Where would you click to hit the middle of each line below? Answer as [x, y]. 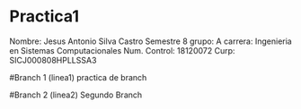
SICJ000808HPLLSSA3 [53, 60]
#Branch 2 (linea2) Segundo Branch [76, 95]
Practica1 [44, 17]
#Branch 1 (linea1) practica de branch [78, 77]
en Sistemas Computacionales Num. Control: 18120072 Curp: [122, 50]
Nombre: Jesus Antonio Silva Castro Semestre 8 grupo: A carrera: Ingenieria [150, 41]
